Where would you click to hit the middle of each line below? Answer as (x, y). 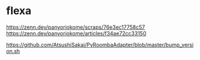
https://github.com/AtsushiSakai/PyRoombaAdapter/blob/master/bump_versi (100, 45)
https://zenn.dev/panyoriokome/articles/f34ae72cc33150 (76, 33)
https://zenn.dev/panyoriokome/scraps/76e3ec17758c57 (76, 27)
